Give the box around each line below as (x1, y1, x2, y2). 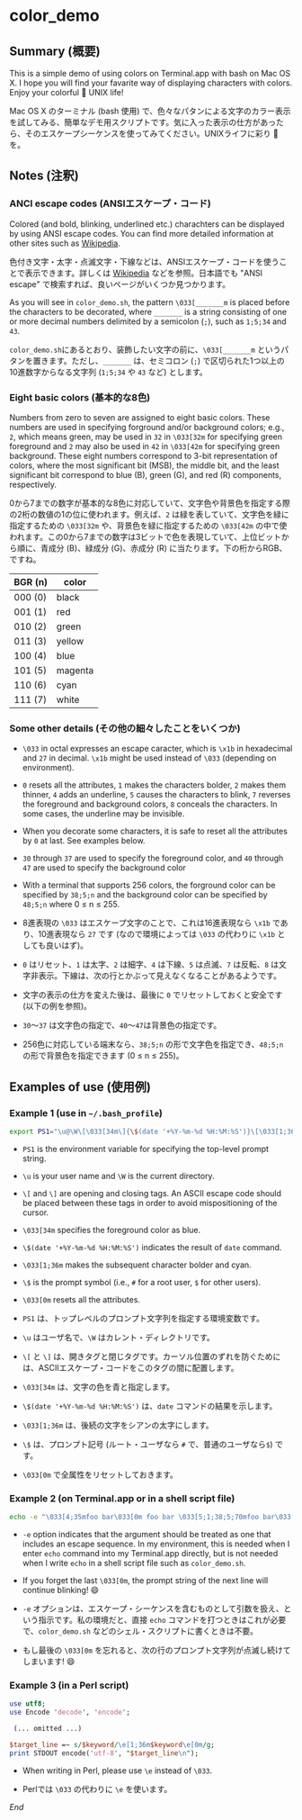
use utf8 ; (9, 1699, 47, 1708)
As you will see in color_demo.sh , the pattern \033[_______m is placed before (9, 296, 290, 307)
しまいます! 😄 (22, 1656, 75, 1667)
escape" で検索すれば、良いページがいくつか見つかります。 (9, 278, 231, 289)
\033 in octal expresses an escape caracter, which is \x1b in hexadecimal (22, 743, 293, 754)
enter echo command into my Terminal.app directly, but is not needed (22, 1548, 279, 1559)
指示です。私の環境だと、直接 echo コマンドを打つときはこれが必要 (38, 1615, 287, 1626)
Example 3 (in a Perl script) (9, 1679, 129, 1691)
